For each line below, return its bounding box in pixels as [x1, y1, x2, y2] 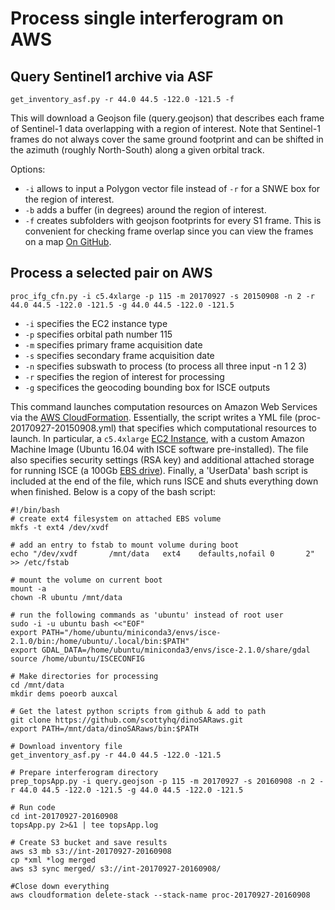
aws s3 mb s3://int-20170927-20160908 [10, 846, 172, 856]
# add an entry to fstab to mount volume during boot [10, 540, 240, 550]
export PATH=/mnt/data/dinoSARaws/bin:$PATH [10, 723, 199, 734]
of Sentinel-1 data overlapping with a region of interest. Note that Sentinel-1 [10, 123, 321, 134]
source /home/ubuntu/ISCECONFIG [10, 653, 145, 664]
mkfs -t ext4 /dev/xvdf [10, 522, 110, 532]
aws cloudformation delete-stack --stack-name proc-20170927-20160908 [10, 890, 311, 900]
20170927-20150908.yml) [10, 422, 117, 434]
